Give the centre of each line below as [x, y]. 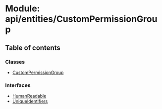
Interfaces [18, 85]
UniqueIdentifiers [30, 101]
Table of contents [33, 48]
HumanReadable [29, 96]
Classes [15, 62]
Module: [23, 9]
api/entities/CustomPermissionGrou [81, 19]
